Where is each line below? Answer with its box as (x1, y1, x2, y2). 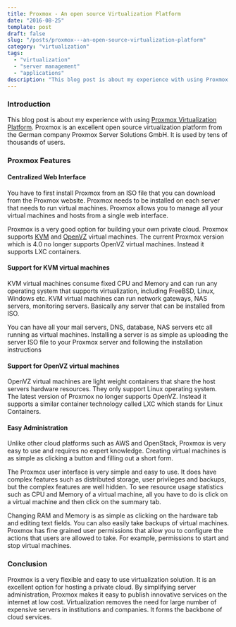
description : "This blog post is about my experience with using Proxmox (7, 76, 229, 83)
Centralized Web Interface (7, 173, 87, 181)
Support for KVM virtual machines (7, 263, 111, 272)
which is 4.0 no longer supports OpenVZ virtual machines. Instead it (7, 239, 204, 248)
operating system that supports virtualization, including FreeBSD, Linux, (7, 287, 216, 295)
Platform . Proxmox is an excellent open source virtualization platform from (7, 123, 223, 131)
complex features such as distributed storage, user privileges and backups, (7, 475, 227, 484)
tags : (7, 50, 23, 57)
